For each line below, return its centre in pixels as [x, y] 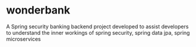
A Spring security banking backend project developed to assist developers [97, 26]
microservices [23, 39]
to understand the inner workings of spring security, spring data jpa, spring [98, 32]
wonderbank [38, 10]
